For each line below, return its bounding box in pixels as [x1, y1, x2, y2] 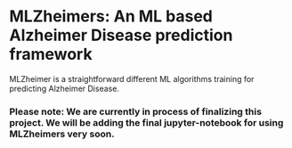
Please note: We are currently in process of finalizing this [9, 105, 263, 118]
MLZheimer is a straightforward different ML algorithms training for [9, 73, 255, 84]
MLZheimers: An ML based [9, 6, 214, 27]
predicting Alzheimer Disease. [9, 83, 120, 94]
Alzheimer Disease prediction [9, 25, 233, 45]
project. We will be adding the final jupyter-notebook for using [9, 116, 284, 128]
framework [9, 45, 93, 64]
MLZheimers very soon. [9, 127, 115, 140]
